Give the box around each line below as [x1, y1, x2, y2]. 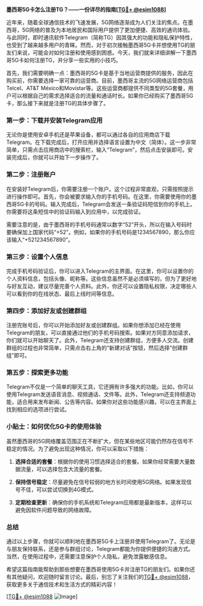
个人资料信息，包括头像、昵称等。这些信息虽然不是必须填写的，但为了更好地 [6, 275, 197, 282]
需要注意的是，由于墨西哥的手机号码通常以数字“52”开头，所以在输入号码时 [6, 221, 192, 228]
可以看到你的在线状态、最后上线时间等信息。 [6, 290, 118, 297]
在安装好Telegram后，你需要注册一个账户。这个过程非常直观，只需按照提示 [6, 185, 194, 192]
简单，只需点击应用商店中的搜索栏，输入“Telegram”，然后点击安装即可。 [6, 146, 188, 154]
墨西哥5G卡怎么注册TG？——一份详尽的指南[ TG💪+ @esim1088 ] [6, 6, 166, 13]
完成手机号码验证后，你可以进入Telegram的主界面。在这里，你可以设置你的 [6, 267, 194, 275]
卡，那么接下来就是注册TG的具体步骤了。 [6, 100, 109, 106]
